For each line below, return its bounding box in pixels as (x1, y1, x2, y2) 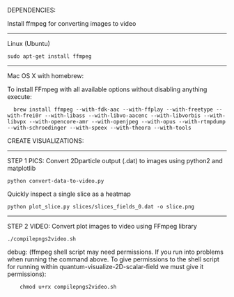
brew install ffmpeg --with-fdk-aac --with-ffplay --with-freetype (13, 106, 214, 113)
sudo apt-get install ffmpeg (7, 53, 92, 60)
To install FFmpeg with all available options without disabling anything (7, 85, 208, 93)
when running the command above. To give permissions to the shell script (7, 255, 219, 264)
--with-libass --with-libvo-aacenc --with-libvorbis (44, 112, 201, 119)
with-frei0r (7, 112, 42, 119)
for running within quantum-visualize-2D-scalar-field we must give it (7, 263, 204, 271)
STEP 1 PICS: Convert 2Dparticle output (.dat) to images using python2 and (7, 157, 223, 165)
